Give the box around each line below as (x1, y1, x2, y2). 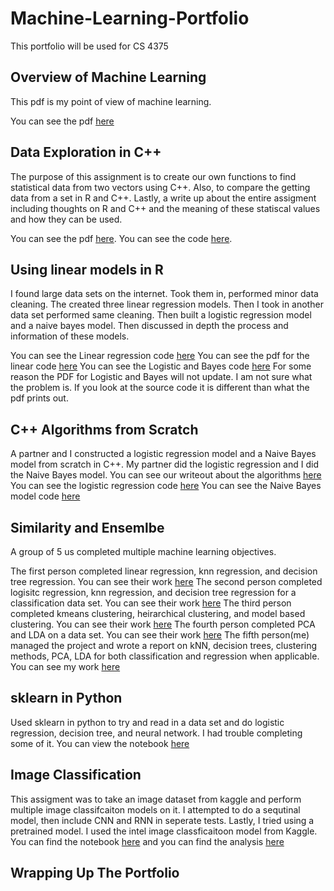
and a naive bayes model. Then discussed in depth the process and (10, 320, 289, 332)
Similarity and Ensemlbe (10, 519, 165, 536)
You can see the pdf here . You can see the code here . (10, 232, 233, 244)
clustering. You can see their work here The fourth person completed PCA (10, 618, 316, 630)
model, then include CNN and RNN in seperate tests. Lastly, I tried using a (10, 814, 315, 826)
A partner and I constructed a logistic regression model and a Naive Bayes (10, 448, 317, 460)
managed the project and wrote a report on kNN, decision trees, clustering (10, 640, 318, 651)
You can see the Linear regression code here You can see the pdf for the (10, 350, 310, 362)
